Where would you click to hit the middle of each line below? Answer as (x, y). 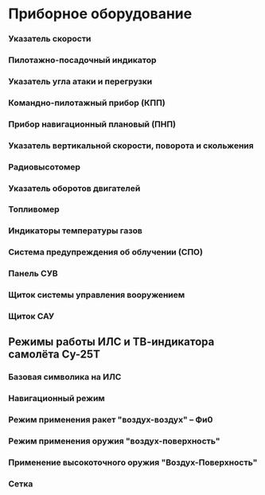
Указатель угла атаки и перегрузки (80, 81)
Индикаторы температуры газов (76, 231)
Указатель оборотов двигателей (74, 188)
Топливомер (34, 209)
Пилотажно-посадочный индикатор (82, 60)
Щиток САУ (31, 317)
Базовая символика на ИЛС (65, 377)
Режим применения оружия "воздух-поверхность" (114, 441)
